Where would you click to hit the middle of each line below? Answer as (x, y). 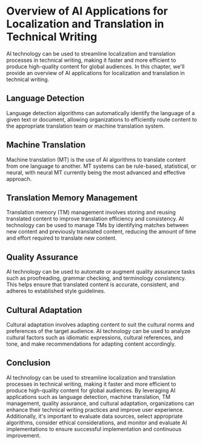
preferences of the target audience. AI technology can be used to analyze (98, 331)
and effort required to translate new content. (62, 238)
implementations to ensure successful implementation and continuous (94, 429)
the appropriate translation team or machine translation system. (85, 126)
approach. (19, 179)
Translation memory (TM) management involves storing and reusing (91, 213)
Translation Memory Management (72, 198)
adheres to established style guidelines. (56, 291)
